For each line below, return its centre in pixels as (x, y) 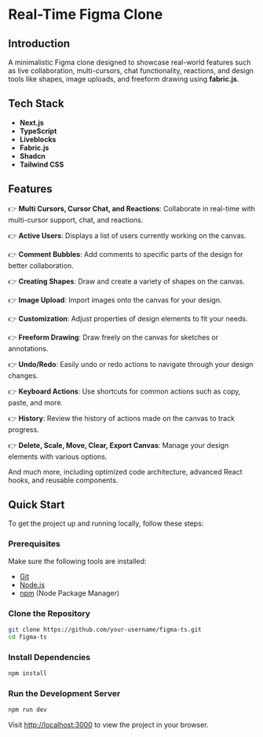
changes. (23, 376)
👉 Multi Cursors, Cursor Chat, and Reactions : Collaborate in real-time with (131, 208)
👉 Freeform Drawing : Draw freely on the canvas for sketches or (113, 337)
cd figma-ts (27, 637)
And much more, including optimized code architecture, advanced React (125, 471)
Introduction (39, 44)
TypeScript (38, 130)
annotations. (28, 348)
